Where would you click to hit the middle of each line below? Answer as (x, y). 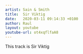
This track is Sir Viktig (27, 46)
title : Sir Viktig (25, 14)
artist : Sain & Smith (27, 10)
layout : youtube (22, 28)
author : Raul (19, 23)
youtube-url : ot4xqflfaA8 (32, 32)
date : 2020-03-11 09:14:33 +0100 (42, 19)
